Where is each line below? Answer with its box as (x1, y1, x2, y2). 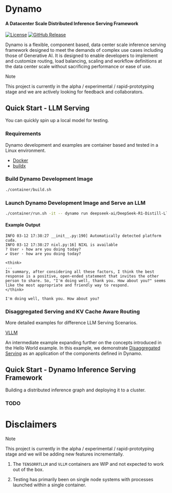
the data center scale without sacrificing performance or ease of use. (5, 64, 152, 70)
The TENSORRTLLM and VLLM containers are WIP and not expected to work (12, 461, 164, 467)
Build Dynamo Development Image (5, 175, 93, 183)
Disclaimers (5, 419, 57, 430)
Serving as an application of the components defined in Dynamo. (5, 350, 142, 357)
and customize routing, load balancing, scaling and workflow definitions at (5, 58, 162, 64)
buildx (12, 163, 26, 169)
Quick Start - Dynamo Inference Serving (5, 365, 136, 374)
